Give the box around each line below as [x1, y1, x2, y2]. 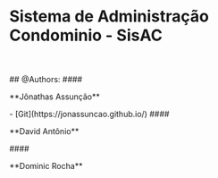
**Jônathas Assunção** [9, 91, 101, 102]
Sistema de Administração [9, 6, 210, 27]
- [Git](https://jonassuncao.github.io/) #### [9, 108, 170, 119]
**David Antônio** [9, 125, 80, 136]
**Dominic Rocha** [9, 160, 83, 171]
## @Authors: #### [9, 73, 83, 84]
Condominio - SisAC [9, 25, 163, 46]
